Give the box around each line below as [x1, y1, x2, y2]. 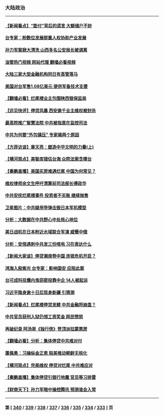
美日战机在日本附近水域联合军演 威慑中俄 [5, 229, 88, 235]
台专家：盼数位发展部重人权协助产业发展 [5, 35, 86, 41]
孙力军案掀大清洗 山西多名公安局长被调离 [5, 47, 88, 53]
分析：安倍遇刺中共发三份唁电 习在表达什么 [5, 241, 92, 247]
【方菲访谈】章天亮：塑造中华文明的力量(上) [5, 144, 94, 150]
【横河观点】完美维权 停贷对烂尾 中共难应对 [5, 362, 93, 368]
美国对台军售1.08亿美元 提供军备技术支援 [5, 83, 88, 89]
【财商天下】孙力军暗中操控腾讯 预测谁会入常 [5, 386, 96, 392]
